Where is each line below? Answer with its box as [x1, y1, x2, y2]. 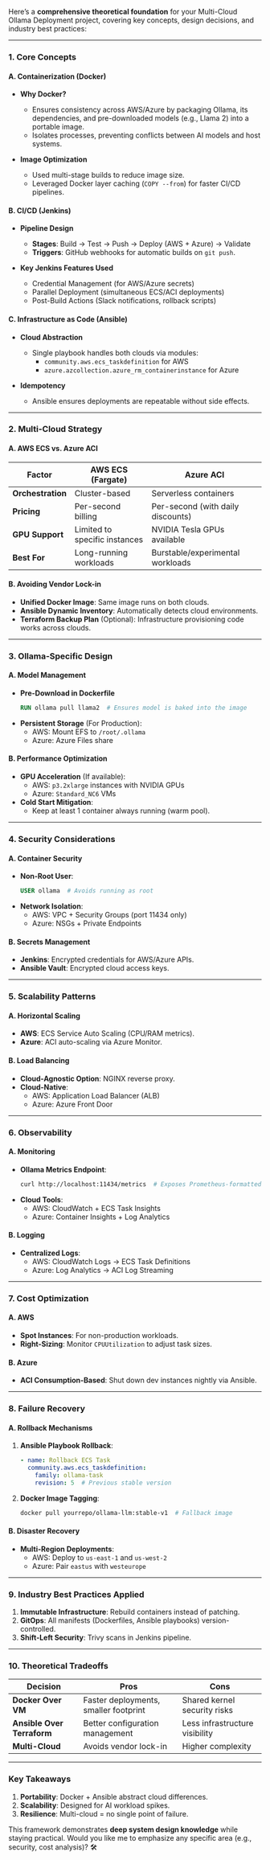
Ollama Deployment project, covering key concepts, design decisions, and [8, 15, 255, 25]
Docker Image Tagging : [19, 1493, 100, 1503]
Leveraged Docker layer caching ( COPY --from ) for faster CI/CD [31, 179, 241, 188]
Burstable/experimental [151, 547, 240, 558]
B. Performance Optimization [8, 753, 108, 763]
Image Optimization [19, 154, 88, 164]
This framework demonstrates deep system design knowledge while [8, 1825, 239, 1834]
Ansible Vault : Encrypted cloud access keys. [19, 963, 170, 973]
